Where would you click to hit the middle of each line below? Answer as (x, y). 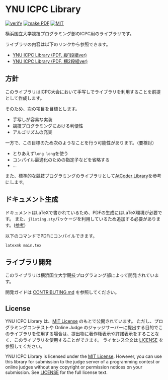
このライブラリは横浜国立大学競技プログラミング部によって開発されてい (80, 275)
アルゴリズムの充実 (32, 132)
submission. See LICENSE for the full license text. (57, 372)
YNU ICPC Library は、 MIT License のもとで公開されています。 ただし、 (80, 321)
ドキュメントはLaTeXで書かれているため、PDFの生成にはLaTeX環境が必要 (82, 212)
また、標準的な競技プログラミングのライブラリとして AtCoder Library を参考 (83, 176)
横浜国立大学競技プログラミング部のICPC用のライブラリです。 (70, 33)
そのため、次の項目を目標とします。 (43, 109)
